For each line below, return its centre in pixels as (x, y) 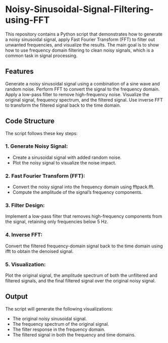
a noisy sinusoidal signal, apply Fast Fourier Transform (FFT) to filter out (80, 39)
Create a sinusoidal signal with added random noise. (67, 157)
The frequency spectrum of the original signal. (61, 324)
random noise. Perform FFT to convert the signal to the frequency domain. (82, 89)
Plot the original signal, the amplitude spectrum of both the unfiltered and (81, 275)
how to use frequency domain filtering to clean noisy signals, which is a (79, 50)
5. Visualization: (25, 264)
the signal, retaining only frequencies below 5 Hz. (57, 222)
